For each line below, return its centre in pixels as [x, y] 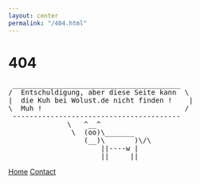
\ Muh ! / [99, 108]
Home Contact [32, 172]
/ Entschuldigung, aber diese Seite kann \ [99, 92]
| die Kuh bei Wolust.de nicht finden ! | [101, 100]
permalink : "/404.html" [48, 23]
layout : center [33, 16]
